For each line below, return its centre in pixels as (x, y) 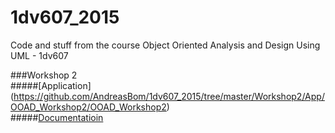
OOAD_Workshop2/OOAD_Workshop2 (88, 107)
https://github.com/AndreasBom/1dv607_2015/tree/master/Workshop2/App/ (169, 96)
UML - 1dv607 (39, 55)
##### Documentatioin (57, 117)
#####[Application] (51, 85)
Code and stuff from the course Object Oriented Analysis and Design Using (165, 45)
